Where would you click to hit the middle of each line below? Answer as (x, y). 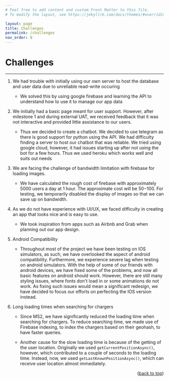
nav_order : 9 (19, 38)
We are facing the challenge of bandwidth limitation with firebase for (83, 168)
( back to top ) (150, 373)
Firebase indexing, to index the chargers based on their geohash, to (90, 327)
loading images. (29, 173)
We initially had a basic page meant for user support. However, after (83, 111)
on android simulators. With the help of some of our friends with (86, 265)
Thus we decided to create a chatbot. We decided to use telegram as (92, 132)
